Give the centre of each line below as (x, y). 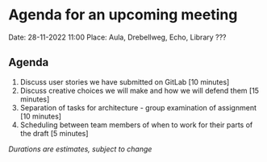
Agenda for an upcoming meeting (123, 15)
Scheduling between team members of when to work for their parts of (136, 125)
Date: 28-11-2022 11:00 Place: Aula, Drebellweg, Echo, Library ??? (118, 37)
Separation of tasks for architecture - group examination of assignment (138, 107)
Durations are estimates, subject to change (80, 149)
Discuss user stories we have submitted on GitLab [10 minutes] (125, 81)
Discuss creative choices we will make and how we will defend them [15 (140, 90)
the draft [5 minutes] (54, 133)
